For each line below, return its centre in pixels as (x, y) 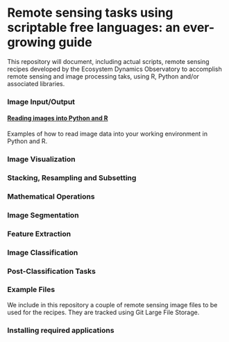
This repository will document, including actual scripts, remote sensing (108, 61)
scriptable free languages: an (94, 27)
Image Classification (43, 252)
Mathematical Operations (51, 196)
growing (32, 42)
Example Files (31, 290)
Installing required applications (61, 330)
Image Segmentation (43, 215)
